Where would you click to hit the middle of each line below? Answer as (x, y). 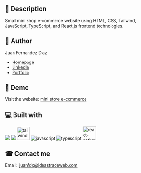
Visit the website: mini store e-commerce (46, 99)
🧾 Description (26, 9)
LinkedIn (21, 67)
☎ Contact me (28, 153)
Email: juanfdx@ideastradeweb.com (41, 165)
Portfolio (21, 72)
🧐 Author (19, 41)
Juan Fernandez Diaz (26, 53)
